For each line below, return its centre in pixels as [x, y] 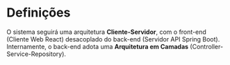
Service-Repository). [36, 54]
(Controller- [207, 46]
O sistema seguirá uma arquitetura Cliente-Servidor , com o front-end [106, 32]
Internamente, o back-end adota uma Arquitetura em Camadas [98, 46]
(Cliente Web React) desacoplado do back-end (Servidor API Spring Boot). [113, 39]
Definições [39, 13]
